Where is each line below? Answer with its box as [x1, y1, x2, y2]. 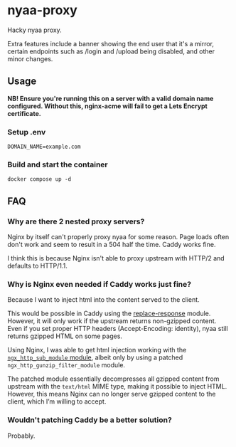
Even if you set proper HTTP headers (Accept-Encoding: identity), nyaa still [7, 325, 229, 333]
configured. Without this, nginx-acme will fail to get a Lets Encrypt [7, 102, 208, 110]
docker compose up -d [7, 176, 72, 183]
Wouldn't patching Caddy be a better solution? [7, 415, 172, 425]
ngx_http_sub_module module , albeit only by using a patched [7, 353, 183, 362]
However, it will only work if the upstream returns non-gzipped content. [7, 317, 217, 325]
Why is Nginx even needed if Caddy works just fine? [7, 279, 192, 289]
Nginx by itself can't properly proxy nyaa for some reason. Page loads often [7, 233, 230, 241]
